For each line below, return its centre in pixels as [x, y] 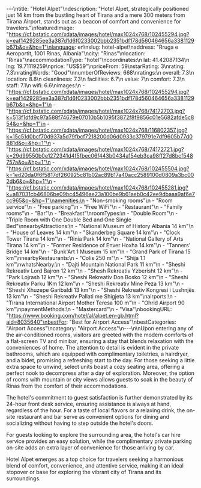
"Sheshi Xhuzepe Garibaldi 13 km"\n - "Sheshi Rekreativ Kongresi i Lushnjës [100, 290]
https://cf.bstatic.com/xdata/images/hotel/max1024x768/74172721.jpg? [96, 149]
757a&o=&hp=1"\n [28, 162]
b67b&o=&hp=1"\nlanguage [40, 47]
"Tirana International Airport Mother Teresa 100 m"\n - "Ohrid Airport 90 [95, 303]
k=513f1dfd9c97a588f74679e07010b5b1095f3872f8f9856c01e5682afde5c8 [100, 117]
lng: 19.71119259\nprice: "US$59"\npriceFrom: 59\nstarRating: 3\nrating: [95, 66]
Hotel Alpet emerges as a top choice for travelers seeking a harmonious [95, 459]
